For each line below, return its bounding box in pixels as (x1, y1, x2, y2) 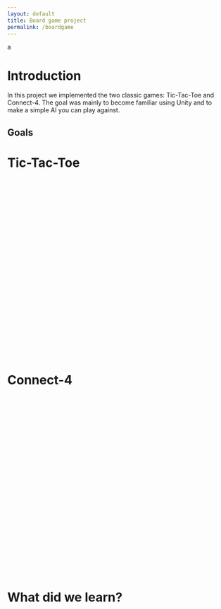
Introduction (7, 68, 82, 83)
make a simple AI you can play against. (7, 106, 120, 114)
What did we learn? (7, 589, 123, 605)
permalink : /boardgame (7, 23, 74, 30)
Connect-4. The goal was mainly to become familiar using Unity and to (7, 98, 213, 107)
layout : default (7, 10, 55, 18)
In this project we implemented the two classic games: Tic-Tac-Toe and (7, 91, 215, 100)
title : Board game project (7, 17, 87, 24)
